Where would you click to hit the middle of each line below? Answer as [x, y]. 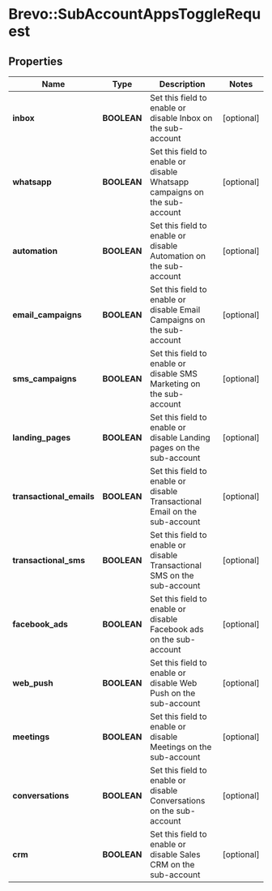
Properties [36, 61]
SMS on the [172, 575]
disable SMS [174, 374]
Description [182, 84]
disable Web [173, 683]
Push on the [172, 693]
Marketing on [175, 384]
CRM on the [172, 865]
